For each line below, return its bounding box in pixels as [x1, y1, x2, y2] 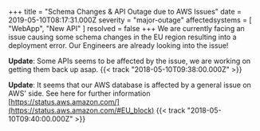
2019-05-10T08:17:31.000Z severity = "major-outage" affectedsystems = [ [8, 15, 253, 25]
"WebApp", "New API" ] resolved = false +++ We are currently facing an [8, 24, 245, 33]
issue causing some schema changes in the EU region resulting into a [8, 32, 237, 42]
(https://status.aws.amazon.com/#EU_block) [8, 105, 155, 115]
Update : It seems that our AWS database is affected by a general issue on [8, 80, 251, 89]
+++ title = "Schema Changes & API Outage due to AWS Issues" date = [8, 7, 242, 16]
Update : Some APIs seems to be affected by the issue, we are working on [8, 56, 251, 65]
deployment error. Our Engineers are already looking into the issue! [8, 41, 229, 50]
